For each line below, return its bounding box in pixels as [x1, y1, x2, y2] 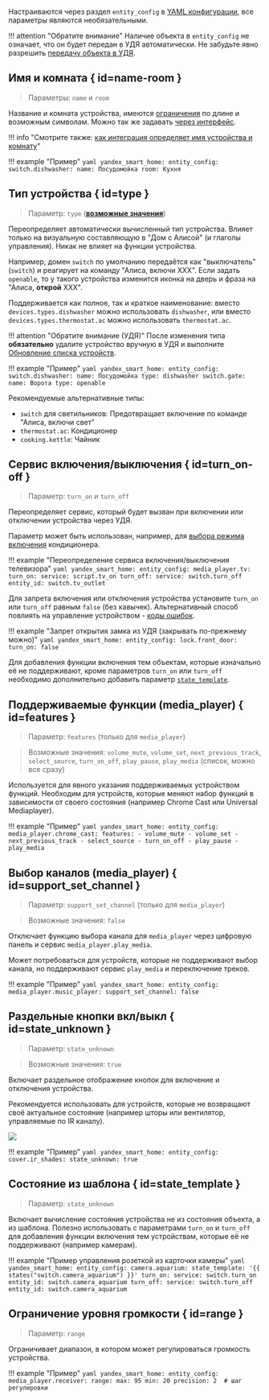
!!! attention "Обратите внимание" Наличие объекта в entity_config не [8, 31, 250, 40]
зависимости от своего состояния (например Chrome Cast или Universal [8, 797, 259, 807]
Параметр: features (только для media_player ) [27, 732, 186, 741]
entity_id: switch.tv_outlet [8, 580, 106, 588]
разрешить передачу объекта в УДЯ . [8, 48, 136, 57]
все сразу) [27, 765, 66, 774]
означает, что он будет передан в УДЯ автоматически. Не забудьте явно [8, 39, 259, 49]
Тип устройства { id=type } [8, 187, 150, 200]
